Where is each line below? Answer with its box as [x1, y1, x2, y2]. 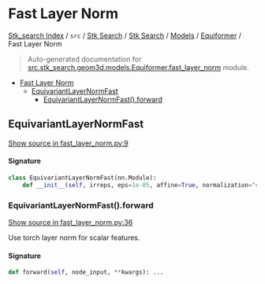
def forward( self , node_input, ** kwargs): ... [8, 268, 164, 276]
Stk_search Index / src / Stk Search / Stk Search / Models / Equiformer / [8, 31, 242, 40]
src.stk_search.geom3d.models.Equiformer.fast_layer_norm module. [27, 62, 250, 72]
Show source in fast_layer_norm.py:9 [8, 138, 129, 148]
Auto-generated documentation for [27, 54, 142, 64]
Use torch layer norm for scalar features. [8, 233, 140, 242]
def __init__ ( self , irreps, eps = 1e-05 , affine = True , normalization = [22, 181, 252, 189]
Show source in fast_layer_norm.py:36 [8, 218, 133, 227]
